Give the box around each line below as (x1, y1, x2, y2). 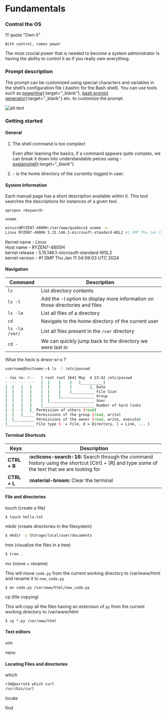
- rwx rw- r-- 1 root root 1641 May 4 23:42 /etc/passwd (5, 375, 133, 380)
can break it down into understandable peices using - (12, 155, 122, 162)
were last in (41, 344, 68, 351)
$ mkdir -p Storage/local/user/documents (5, 533, 92, 538)
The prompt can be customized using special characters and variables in (5, 79, 155, 85)
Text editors (5, 629, 31, 635)
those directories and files (41, 302, 102, 308)
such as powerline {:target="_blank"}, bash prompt (5, 90, 108, 96)
